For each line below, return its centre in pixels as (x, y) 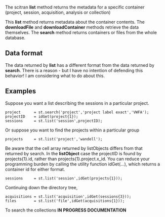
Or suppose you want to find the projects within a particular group (72, 130)
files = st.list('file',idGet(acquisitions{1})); (65, 201)
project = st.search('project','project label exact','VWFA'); (77, 112)
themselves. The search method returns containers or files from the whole (81, 32)
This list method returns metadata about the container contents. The (75, 22)
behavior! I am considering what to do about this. (55, 76)
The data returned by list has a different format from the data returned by (80, 65)
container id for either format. (35, 169)
